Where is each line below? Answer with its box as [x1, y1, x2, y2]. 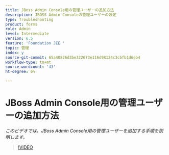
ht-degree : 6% [5, 69, 36, 74]
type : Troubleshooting [5, 17, 54, 22]
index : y [5, 50, 24, 55]
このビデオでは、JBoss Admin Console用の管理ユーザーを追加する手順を [5, 127, 159, 134]
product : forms [5, 21, 38, 27]
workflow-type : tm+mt [5, 60, 52, 65]
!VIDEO [17, 144, 33, 150]
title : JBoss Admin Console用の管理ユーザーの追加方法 [5, 7, 114, 13]
